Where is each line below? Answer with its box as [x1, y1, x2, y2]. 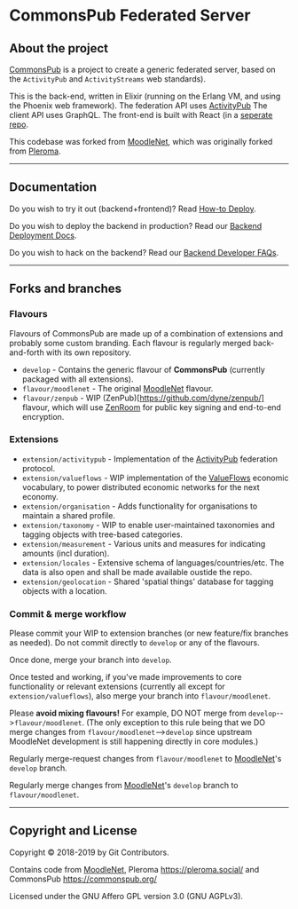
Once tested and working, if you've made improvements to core [9, 672, 242, 683]
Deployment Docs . [9, 230, 77, 241]
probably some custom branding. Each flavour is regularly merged [9, 337, 251, 348]
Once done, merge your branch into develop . [9, 654, 172, 666]
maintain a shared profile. [21, 510, 115, 520]
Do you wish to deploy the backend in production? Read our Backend [9, 220, 263, 231]
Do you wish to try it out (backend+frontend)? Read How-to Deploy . [9, 203, 257, 214]
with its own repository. [45, 347, 131, 358]
